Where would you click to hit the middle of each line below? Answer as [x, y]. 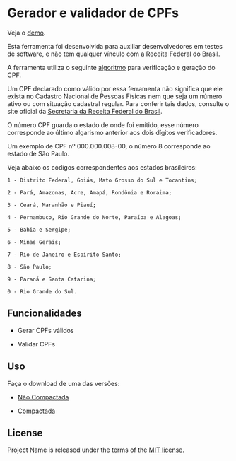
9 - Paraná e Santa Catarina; [52, 279]
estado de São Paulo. [38, 153]
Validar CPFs [36, 344]
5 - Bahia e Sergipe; [39, 230]
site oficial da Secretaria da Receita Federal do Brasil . [85, 111]
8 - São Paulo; [30, 267]
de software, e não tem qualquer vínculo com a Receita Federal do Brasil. [114, 54]
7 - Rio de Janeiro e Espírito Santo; [64, 255]
